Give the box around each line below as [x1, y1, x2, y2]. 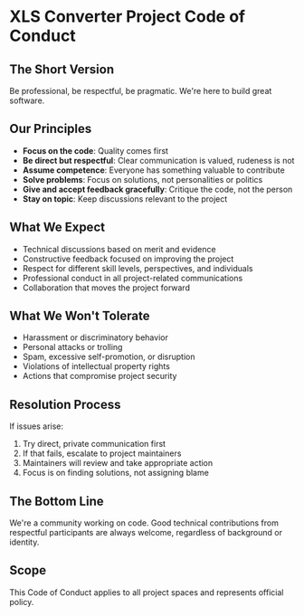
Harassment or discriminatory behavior [22, 332, 169, 343]
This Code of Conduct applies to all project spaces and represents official [9, 586, 284, 598]
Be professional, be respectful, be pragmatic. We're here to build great [9, 86, 272, 96]
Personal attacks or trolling [22, 342, 123, 353]
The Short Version [9, 62, 115, 77]
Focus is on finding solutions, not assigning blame [22, 468, 210, 479]
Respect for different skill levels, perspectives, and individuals [22, 262, 253, 273]
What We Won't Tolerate [9, 308, 150, 324]
